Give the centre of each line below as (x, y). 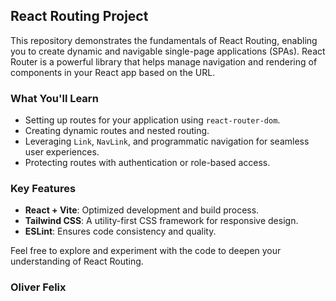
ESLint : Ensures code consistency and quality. (120, 231)
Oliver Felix (38, 287)
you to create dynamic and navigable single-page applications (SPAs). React (168, 51)
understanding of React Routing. (77, 261)
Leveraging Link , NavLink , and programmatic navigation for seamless (167, 141)
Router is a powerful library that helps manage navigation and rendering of (164, 61)
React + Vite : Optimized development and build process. (142, 210)
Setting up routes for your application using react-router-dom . (152, 120)
